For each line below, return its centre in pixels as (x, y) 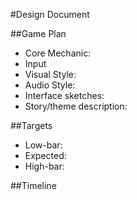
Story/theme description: (76, 106)
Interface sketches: (64, 95)
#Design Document (50, 14)
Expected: (45, 155)
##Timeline (33, 185)
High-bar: (44, 166)
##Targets (31, 125)
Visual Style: (50, 74)
